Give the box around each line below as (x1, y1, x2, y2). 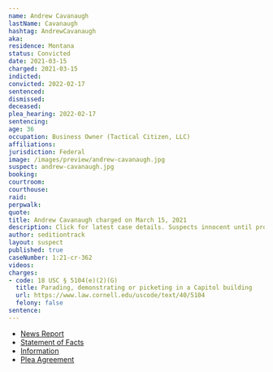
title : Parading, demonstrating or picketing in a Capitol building (15, 283, 253, 292)
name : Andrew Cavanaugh (8, 11, 89, 20)
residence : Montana (8, 42, 75, 50)
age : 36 (8, 125, 35, 133)
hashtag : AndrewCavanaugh (8, 27, 96, 35)
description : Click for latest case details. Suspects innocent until (8, 223, 253, 231)
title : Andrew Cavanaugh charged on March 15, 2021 (8, 216, 187, 224)
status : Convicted (8, 50, 71, 58)
